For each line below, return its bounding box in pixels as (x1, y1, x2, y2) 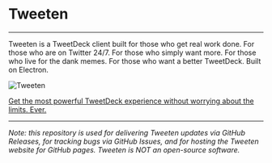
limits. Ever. (8, 104, 47, 114)
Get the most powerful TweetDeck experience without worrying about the (8, 96, 254, 106)
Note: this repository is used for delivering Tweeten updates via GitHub (8, 127, 245, 137)
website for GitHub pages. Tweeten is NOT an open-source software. (8, 144, 240, 154)
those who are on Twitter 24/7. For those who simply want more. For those (8, 48, 257, 57)
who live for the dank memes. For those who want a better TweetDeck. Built (8, 56, 261, 65)
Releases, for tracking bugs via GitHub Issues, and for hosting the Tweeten (8, 136, 259, 146)
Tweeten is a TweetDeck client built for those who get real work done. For (8, 39, 255, 48)
